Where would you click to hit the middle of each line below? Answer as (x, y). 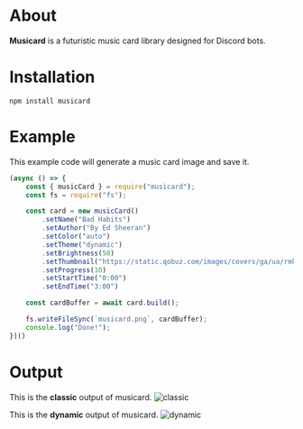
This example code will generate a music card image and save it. (129, 161)
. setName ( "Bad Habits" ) (86, 220)
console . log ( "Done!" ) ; (68, 327)
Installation (52, 77)
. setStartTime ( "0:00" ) (84, 278)
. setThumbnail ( (70, 261)
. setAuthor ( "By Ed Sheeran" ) (96, 228)
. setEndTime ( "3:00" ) (80, 287)
